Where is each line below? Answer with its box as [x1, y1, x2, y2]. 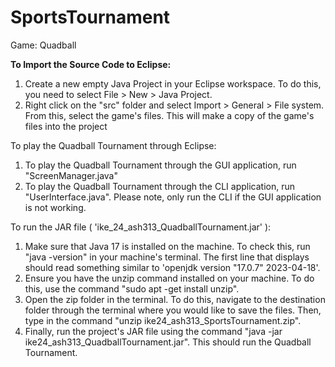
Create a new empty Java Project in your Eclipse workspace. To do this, [24, 77, 322, 90]
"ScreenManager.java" [24, 169, 118, 181]
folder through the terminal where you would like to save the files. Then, [24, 304, 322, 316]
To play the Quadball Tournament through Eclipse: [10, 139, 217, 151]
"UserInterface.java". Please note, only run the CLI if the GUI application [24, 191, 322, 203]
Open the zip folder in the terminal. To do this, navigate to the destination [24, 293, 326, 305]
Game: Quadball [10, 39, 77, 51]
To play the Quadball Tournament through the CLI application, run [24, 180, 295, 192]
